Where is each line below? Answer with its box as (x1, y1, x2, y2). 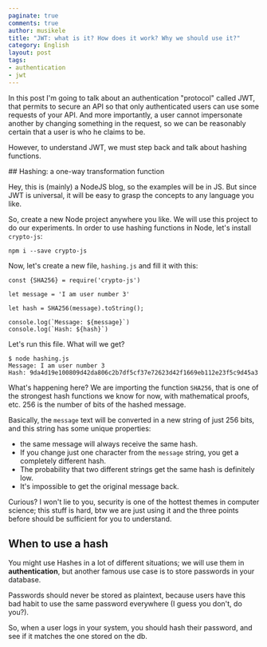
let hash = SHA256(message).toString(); (8, 304, 145, 312)
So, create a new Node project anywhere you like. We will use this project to (8, 214, 258, 224)
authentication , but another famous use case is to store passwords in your (8, 566, 255, 576)
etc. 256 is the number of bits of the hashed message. (8, 399, 187, 409)
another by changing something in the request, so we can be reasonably (8, 118, 246, 128)
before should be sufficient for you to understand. (8, 514, 172, 523)
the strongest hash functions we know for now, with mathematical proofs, (8, 391, 249, 400)
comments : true (8, 19, 59, 27)
